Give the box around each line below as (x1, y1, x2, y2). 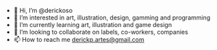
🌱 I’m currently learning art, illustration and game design (13, 21, 173, 28)
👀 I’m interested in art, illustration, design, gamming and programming (13, 14, 211, 22)
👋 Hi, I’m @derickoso (13, 7, 73, 14)
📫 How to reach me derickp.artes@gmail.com (13, 36, 145, 43)
